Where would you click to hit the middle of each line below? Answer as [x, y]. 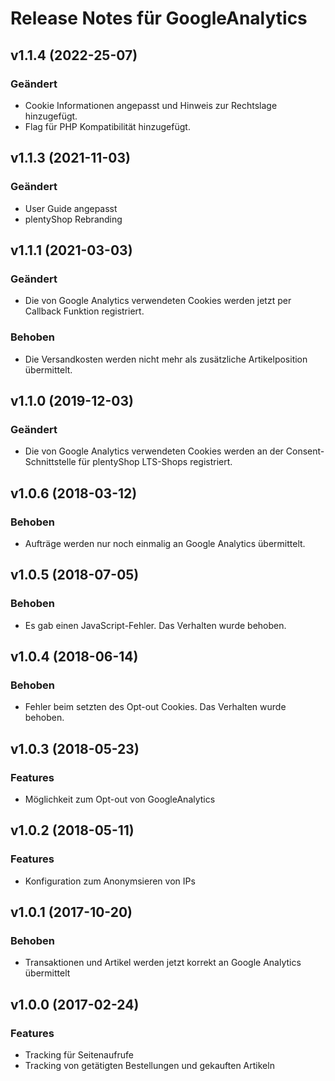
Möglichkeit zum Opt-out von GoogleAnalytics [120, 799]
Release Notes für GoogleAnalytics [159, 18]
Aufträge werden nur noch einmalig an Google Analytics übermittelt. [165, 543]
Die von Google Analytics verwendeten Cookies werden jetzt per [158, 301]
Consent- [305, 451]
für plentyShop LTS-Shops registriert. [155, 462]
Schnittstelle [50, 462]
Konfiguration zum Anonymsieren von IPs [110, 881]
